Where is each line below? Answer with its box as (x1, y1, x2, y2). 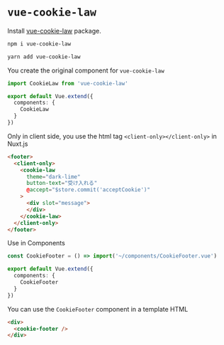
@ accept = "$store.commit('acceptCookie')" (26, 186, 151, 193)
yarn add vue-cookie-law (7, 53, 81, 60)
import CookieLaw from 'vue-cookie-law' (7, 80, 129, 87)
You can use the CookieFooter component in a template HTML (7, 304, 189, 313)
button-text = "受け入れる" (26, 180, 98, 187)
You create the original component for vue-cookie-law (7, 66, 164, 75)
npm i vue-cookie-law (7, 40, 72, 48)
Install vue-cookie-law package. (7, 26, 101, 35)
